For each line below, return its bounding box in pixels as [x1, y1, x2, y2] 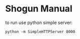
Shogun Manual [5, 3, 73, 14]
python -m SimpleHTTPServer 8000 [5, 29, 75, 34]
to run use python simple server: [5, 19, 73, 25]
